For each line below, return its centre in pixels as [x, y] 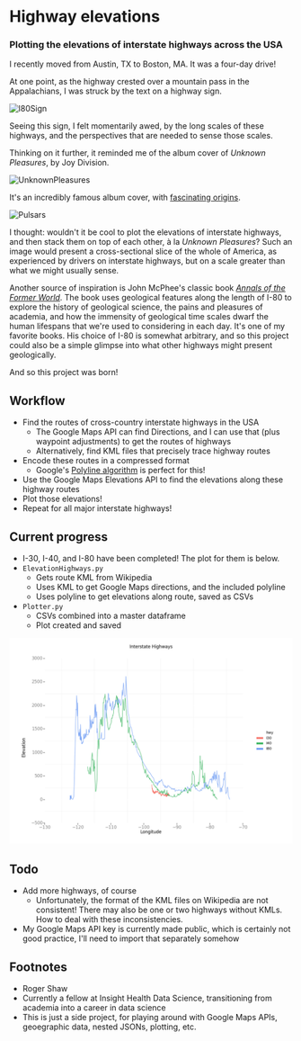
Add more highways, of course [80, 891]
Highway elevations [84, 17]
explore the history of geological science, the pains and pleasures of [136, 307]
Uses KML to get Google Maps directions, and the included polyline [160, 588]
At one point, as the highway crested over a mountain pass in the [129, 82]
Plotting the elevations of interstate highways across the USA [146, 45]
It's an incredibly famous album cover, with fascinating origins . [125, 197]
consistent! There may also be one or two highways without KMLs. [159, 910]
